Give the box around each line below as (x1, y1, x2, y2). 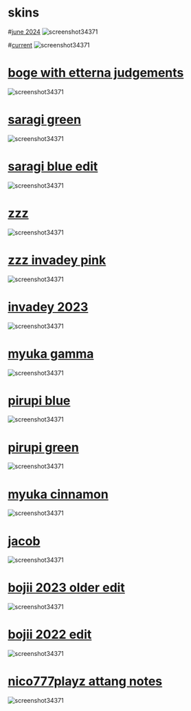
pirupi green (8, 439, 80, 455)
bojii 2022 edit (8, 627, 92, 642)
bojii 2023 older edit (8, 580, 126, 595)
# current (8, 41, 33, 49)
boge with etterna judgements (8, 65, 184, 80)
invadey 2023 (8, 299, 89, 314)
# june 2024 (8, 28, 41, 36)
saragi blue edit (8, 159, 98, 174)
